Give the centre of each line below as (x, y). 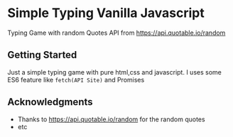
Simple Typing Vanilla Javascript (106, 13)
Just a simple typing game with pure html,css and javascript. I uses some (114, 72)
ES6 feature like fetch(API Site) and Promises (76, 80)
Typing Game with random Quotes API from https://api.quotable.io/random (116, 33)
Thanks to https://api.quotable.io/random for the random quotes (111, 119)
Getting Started (42, 55)
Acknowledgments (50, 102)
